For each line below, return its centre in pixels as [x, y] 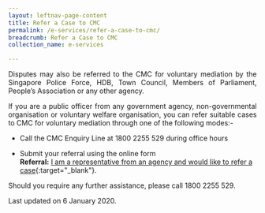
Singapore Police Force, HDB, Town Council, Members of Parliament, [132, 83]
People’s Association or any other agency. [76, 91]
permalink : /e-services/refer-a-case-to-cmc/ [84, 30]
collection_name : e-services [56, 45]
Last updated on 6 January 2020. [62, 201]
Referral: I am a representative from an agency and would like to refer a [136, 162]
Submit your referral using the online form [88, 154]
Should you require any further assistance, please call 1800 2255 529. [122, 185]
